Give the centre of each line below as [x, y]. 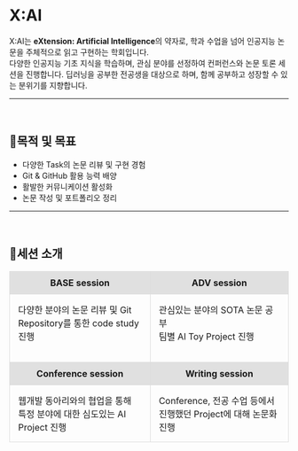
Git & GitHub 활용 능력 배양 [69, 175]
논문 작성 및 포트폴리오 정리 [70, 198]
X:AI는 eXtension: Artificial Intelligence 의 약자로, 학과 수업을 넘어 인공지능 [142, 41]
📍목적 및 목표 [43, 141]
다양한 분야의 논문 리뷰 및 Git [75, 309]
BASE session [80, 283]
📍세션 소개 [36, 254]
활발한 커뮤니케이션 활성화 [67, 186]
